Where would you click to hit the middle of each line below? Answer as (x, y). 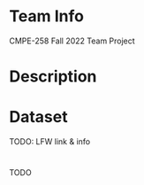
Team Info (46, 16)
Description (53, 77)
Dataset (38, 117)
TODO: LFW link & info (50, 142)
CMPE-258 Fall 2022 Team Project (72, 41)
